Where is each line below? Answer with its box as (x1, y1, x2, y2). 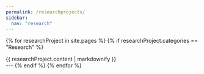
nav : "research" (11, 20, 53, 26)
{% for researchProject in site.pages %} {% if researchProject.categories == (5, 37, 199, 45)
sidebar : (5, 15, 28, 21)
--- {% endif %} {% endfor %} (5, 62, 82, 69)
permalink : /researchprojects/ (5, 9, 86, 15)
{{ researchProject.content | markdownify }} (5, 56, 117, 63)
